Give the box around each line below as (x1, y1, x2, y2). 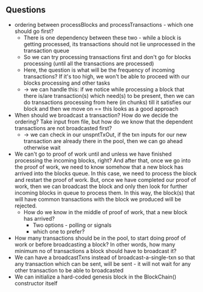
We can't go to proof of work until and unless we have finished (14, 150, 172, 158)
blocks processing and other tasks (23, 79, 111, 86)
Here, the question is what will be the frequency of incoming (23, 66, 175, 74)
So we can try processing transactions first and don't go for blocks (23, 53, 191, 60)
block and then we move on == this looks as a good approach (23, 105, 179, 112)
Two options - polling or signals (32, 221, 112, 229)
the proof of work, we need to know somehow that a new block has (14, 163, 184, 170)
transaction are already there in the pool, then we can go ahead (23, 137, 183, 145)
